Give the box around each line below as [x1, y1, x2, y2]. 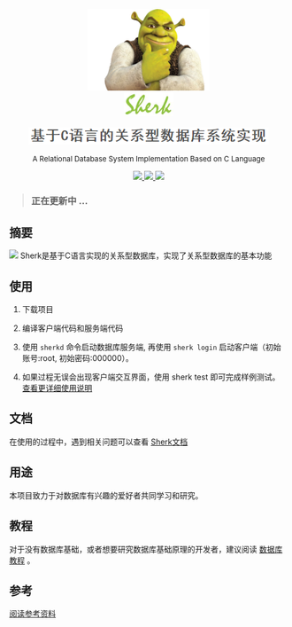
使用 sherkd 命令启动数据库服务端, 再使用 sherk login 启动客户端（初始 [21, 341, 281, 353]
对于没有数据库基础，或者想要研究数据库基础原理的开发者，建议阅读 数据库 [9, 544, 283, 554]
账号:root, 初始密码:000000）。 [21, 353, 134, 364]
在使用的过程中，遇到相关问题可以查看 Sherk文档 [9, 436, 188, 447]
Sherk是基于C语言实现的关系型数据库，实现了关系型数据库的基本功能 [19, 250, 273, 261]
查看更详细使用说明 [21, 383, 93, 394]
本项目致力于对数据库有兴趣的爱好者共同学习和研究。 [9, 490, 204, 500]
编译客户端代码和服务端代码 [21, 323, 124, 333]
